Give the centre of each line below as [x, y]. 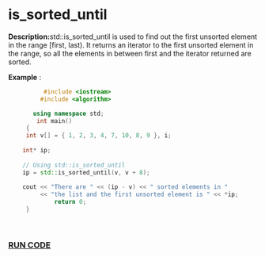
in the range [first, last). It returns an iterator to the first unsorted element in [131, 44]
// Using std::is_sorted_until [74, 165]
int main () [55, 121]
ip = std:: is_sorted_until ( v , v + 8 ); [86, 172]
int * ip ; [37, 151]
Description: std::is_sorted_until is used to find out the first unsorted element [133, 36]
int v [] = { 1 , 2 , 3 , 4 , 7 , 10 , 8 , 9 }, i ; [98, 136]
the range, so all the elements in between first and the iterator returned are [130, 53]
